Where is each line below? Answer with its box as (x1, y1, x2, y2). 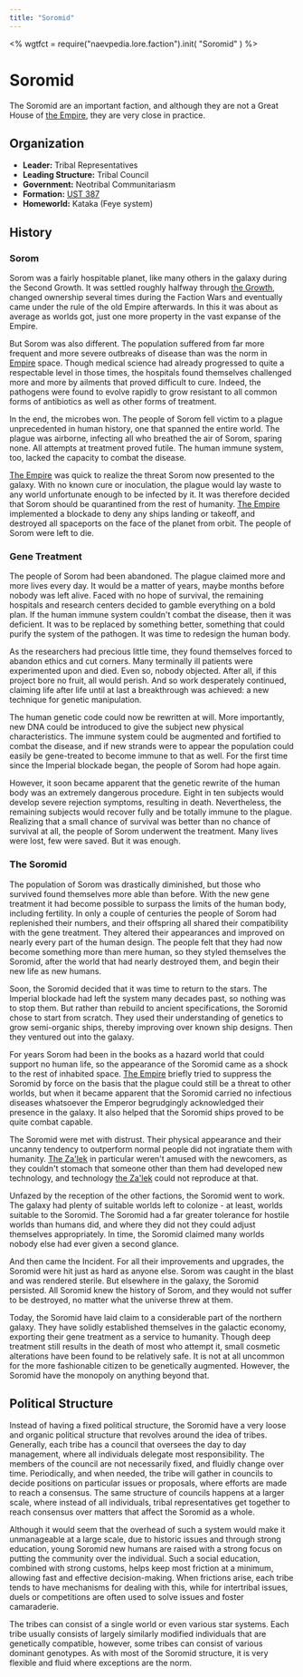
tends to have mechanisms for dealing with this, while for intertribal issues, (9, 1582, 289, 1593)
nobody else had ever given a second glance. (9, 1238, 179, 1249)
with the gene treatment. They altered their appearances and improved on (9, 927, 285, 938)
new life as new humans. (9, 965, 102, 976)
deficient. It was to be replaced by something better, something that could (9, 619, 285, 630)
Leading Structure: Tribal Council (22, 170, 149, 180)
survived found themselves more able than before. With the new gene (9, 888, 270, 899)
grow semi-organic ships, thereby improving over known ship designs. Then (9, 1021, 293, 1032)
